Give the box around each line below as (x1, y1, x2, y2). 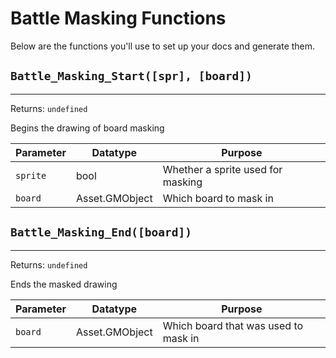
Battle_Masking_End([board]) (10, 225, 193, 240)
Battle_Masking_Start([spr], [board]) (10, 69, 253, 84)
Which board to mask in (162, 191, 274, 205)
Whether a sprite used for (162, 162, 283, 176)
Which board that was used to (162, 318, 304, 332)
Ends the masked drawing (10, 278, 118, 290)
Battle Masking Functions (10, 7, 227, 30)
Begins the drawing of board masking (10, 122, 165, 134)
